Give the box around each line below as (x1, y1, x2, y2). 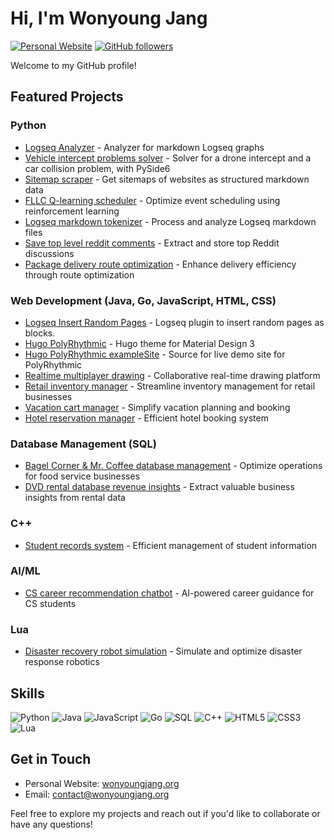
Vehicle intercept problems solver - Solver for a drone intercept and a (24, 152, 312, 164)
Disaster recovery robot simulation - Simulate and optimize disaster (24, 645, 303, 657)
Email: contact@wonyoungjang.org (24, 788, 170, 800)
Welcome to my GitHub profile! (10, 59, 137, 71)
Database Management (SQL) (10, 437, 157, 451)
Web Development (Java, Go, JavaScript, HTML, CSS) (10, 293, 277, 307)
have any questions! (10, 818, 93, 830)
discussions (24, 247, 75, 259)
